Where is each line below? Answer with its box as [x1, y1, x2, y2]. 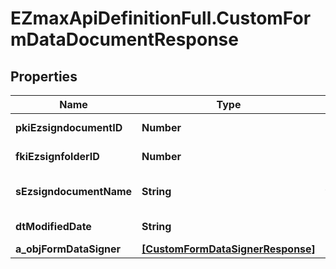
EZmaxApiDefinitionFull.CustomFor [10, 7, 312, 30]
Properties [10, 68, 78, 85]
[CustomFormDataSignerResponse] [141, 242, 316, 256]
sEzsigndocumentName [15, 185, 133, 198]
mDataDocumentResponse [10, 28, 239, 51]
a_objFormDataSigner [15, 242, 122, 256]
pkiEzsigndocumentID [15, 121, 123, 134]
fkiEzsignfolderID [15, 150, 100, 163]
